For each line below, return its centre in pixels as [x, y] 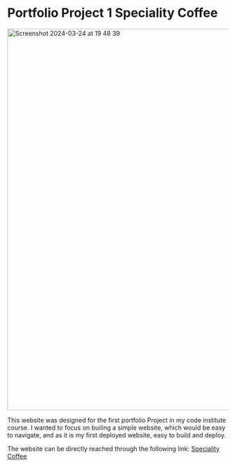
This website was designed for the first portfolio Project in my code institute [117, 420]
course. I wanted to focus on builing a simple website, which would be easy [116, 428]
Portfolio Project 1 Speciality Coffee [113, 13]
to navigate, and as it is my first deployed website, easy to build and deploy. [117, 435]
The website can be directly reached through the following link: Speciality [113, 449]
